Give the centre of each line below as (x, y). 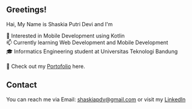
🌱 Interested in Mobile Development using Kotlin (65, 36)
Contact (22, 85)
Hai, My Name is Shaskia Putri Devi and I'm (59, 24)
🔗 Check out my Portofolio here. (46, 66)
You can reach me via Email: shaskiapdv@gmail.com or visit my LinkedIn (96, 99)
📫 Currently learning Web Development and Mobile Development (87, 42)
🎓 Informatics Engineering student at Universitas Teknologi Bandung (92, 51)
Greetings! (26, 10)
